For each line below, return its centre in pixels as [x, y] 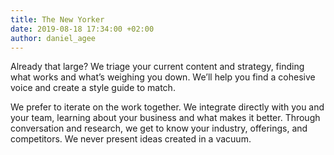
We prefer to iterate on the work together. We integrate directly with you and [167, 107]
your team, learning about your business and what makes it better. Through [165, 118]
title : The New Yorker [57, 19]
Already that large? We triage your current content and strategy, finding [157, 67]
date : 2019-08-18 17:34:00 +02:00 [82, 29]
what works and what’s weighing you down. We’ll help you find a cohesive [163, 77]
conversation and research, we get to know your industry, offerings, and [159, 128]
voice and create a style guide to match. [93, 88]
